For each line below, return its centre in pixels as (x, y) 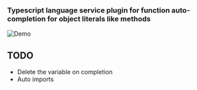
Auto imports (35, 79)
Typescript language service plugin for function (89, 10)
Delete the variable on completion (65, 72)
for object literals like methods (99, 19)
